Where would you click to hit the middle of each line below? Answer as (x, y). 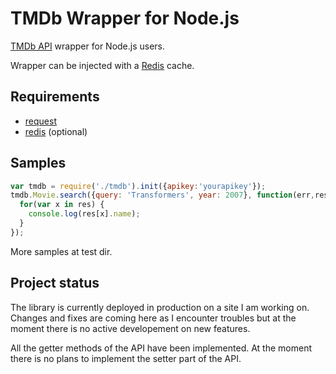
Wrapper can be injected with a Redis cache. (102, 65)
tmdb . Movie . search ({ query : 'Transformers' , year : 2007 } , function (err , (163, 195)
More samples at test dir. (61, 251)
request (40, 121)
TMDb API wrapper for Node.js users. (88, 46)
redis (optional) (56, 131)
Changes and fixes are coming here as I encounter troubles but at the (153, 318)
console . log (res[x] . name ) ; (84, 214)
